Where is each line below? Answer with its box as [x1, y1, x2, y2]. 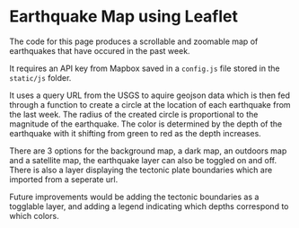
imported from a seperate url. [9, 173, 119, 185]
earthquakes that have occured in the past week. [9, 45, 190, 56]
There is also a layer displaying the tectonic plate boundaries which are [9, 164, 273, 175]
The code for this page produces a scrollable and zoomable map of [9, 36, 259, 47]
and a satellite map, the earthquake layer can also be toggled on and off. [9, 154, 277, 165]
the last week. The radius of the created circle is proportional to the [9, 109, 259, 119]
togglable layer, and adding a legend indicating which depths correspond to [9, 200, 289, 212]
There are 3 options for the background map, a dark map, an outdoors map [9, 145, 287, 156]
